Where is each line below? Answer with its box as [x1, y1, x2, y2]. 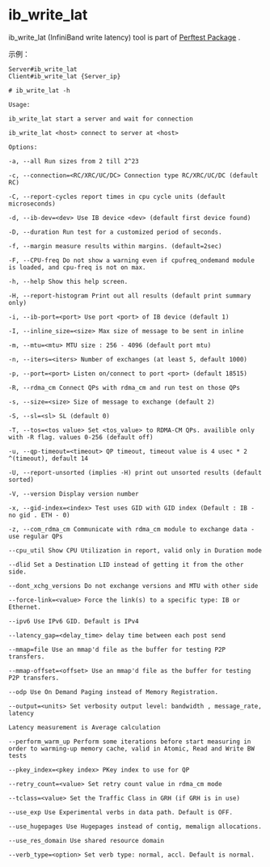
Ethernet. [8, 603, 42, 611]
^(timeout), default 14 [8, 455, 89, 463]
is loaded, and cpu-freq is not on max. [8, 263, 147, 272]
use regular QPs [8, 532, 63, 540]
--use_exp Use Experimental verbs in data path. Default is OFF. [8, 808, 233, 816]
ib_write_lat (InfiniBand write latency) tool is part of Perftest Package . [8, 32, 241, 42]
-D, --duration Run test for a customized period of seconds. [8, 228, 222, 236]
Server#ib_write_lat [8, 65, 78, 74]
